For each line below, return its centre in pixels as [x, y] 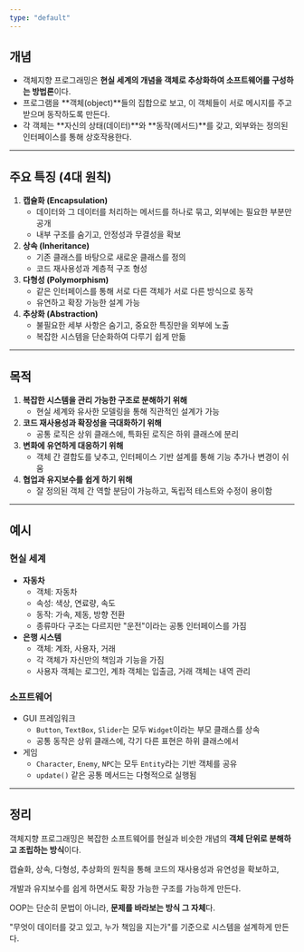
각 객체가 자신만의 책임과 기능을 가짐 [100, 660]
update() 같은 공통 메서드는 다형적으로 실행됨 [116, 775]
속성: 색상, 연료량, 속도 [76, 603]
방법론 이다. [51, 92]
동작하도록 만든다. [78, 114]
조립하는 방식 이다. [50, 849]
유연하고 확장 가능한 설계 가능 [88, 303]
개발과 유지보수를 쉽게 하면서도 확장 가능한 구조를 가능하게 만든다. [125, 888]
